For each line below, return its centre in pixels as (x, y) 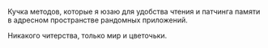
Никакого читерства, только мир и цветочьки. (87, 36)
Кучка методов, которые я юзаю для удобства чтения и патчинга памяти (134, 12)
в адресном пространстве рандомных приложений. (98, 20)
